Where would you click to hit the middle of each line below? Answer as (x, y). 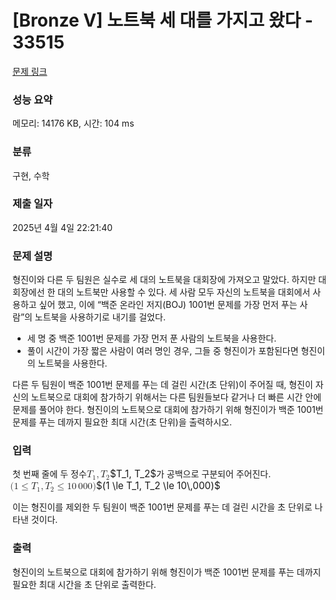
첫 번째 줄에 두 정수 (49, 474)
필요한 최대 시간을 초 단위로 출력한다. (84, 584)
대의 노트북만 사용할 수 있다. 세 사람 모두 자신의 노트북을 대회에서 (184, 292)
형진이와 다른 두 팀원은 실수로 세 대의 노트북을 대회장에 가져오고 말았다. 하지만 (164, 280)
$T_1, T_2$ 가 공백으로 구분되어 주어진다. (191, 474)
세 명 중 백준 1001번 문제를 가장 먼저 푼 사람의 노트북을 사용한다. (151, 338)
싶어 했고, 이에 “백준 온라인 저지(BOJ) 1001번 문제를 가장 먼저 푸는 (168, 305)
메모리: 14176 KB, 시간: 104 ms (73, 123)
